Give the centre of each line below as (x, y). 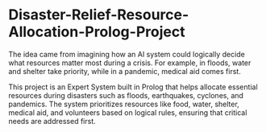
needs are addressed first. (52, 121)
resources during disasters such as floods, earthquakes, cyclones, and (126, 95)
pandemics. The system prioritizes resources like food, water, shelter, (124, 104)
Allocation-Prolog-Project (97, 32)
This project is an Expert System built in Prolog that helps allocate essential (133, 87)
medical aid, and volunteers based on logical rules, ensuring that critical (128, 112)
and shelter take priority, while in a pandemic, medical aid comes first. (125, 71)
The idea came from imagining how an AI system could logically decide (127, 54)
